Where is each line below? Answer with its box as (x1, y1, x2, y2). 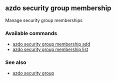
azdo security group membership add (12, 41, 90, 47)
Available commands (5, 29, 57, 36)
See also (5, 59, 26, 66)
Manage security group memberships (5, 17, 83, 23)
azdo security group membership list (12, 46, 88, 52)
